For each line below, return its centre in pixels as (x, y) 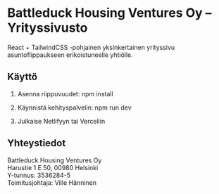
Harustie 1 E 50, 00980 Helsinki (53, 167)
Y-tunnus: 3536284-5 (39, 175)
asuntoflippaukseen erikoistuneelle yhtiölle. (70, 55)
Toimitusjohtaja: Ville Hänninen (52, 182)
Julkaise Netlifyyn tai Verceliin (61, 121)
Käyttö (22, 77)
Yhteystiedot (37, 143)
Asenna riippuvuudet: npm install (65, 93)
